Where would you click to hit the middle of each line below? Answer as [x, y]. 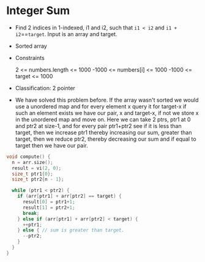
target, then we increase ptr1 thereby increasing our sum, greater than [103, 132]
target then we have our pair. [52, 145]
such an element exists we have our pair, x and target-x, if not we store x [107, 113]
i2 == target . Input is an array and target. [66, 34]
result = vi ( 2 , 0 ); [37, 168]
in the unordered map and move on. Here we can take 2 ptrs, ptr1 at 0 [103, 119]
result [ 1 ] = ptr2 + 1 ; [49, 208]
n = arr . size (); [32, 162]
